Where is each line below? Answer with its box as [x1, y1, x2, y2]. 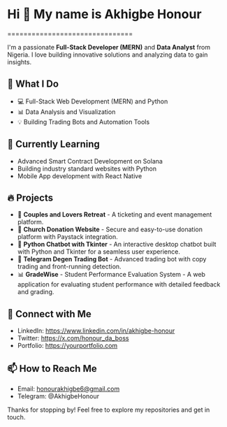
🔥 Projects [7, 191, 54, 203]
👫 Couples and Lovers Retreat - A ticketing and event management [17, 210, 212, 219]
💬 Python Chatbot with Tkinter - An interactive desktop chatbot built [17, 240, 217, 249]
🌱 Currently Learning [7, 138, 100, 150]
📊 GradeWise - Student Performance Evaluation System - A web [17, 270, 206, 279]
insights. [7, 57, 32, 66]
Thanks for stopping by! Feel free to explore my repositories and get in [7, 405, 210, 414]
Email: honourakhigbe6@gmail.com [17, 384, 120, 393]
